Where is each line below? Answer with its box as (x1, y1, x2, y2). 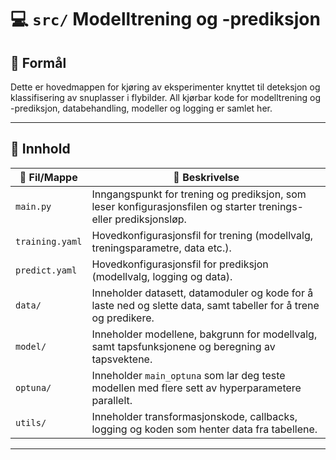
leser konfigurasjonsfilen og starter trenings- (91, 199, 304, 213)
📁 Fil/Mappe (19, 170, 78, 184)
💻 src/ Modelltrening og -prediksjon (10, 8, 321, 31)
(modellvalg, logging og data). (91, 269, 233, 283)
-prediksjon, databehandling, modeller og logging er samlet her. (10, 102, 273, 114)
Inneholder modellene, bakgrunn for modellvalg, (91, 327, 318, 341)
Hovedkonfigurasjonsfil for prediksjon (91, 257, 269, 271)
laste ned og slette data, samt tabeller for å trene (91, 298, 320, 312)
